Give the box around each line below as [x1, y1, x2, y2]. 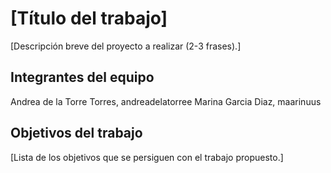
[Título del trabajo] [10, 7, 168, 30]
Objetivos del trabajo [10, 125, 143, 142]
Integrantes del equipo [10, 69, 155, 86]
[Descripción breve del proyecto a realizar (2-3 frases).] [10, 40, 242, 52]
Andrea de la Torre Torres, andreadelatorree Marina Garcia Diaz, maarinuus [10, 95, 322, 107]
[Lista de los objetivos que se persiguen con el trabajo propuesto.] [10, 151, 284, 163]
